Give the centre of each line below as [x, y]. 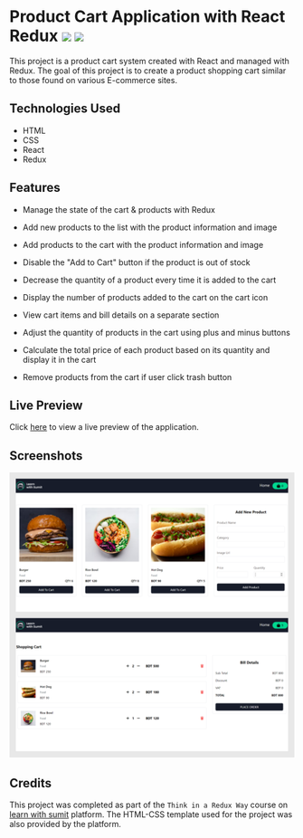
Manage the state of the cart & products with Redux [118, 209]
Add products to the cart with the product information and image [143, 244]
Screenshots [46, 456]
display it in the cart [59, 359]
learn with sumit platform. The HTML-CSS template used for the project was [151, 814]
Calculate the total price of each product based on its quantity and [146, 349]
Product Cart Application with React [147, 17]
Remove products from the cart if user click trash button [127, 376]
